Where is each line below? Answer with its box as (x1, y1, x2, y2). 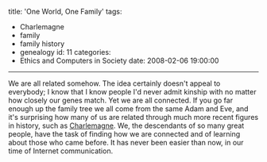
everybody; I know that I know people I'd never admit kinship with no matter (8, 87, 257, 96)
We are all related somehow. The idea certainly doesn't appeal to (8, 79, 221, 88)
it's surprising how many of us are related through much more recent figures (8, 113, 259, 121)
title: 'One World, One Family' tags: (8, 7, 122, 16)
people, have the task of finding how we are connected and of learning (8, 129, 241, 138)
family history (19, 39, 65, 48)
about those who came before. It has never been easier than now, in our (8, 138, 244, 147)
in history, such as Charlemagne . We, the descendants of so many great (8, 121, 245, 130)
